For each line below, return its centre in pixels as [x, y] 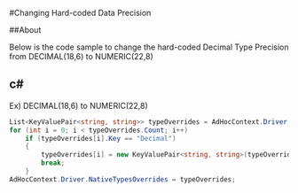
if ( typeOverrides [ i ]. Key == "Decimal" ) [101, 138]
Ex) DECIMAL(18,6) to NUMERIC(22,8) [78, 105]
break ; [53, 163]
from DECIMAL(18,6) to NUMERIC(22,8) [81, 56]
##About [25, 30]
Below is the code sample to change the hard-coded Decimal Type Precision [149, 47]
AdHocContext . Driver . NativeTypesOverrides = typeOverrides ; [123, 179]
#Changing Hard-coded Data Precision [80, 13]
